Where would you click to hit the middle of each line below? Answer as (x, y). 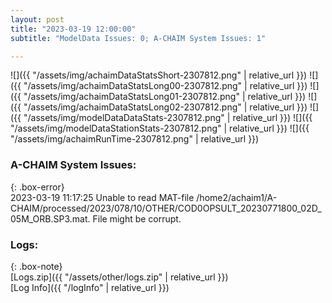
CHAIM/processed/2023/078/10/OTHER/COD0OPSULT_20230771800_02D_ (166, 208)
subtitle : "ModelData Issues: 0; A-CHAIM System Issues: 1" (138, 38)
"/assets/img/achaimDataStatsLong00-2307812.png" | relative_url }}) (165, 86)
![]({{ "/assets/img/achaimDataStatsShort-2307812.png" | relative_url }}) (159, 75)
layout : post (37, 19)
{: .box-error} (37, 187)
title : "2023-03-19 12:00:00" (73, 29)
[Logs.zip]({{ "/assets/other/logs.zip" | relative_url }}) (119, 277)
